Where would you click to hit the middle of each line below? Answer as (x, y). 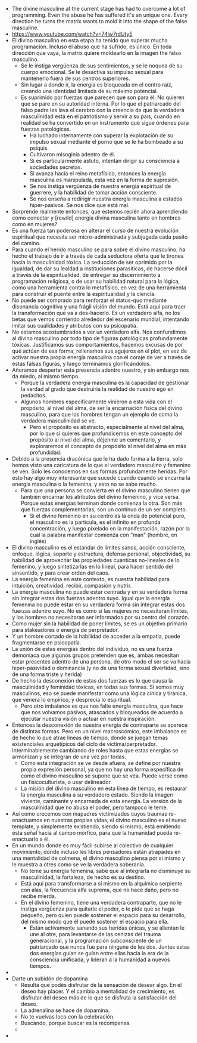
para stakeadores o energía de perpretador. (65, 630)
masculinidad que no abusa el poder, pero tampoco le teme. (94, 807)
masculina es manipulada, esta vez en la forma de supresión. (104, 180)
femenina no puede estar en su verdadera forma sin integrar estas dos (98, 604)
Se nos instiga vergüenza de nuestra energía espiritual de (100, 186)
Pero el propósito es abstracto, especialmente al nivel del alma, (107, 427)
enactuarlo (25, 839)
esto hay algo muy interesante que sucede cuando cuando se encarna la (101, 478)
